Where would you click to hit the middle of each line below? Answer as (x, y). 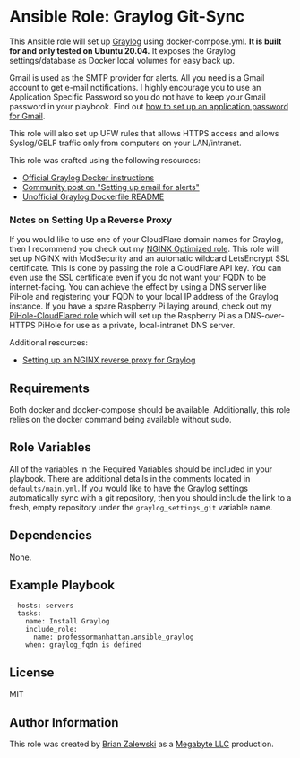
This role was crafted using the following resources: (105, 160)
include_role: (51, 630)
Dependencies (51, 536)
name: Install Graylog (68, 622)
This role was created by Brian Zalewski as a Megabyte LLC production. (142, 744)
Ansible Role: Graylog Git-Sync (127, 17)
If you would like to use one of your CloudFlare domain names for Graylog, (146, 240)
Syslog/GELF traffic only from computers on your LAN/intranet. (125, 143)
